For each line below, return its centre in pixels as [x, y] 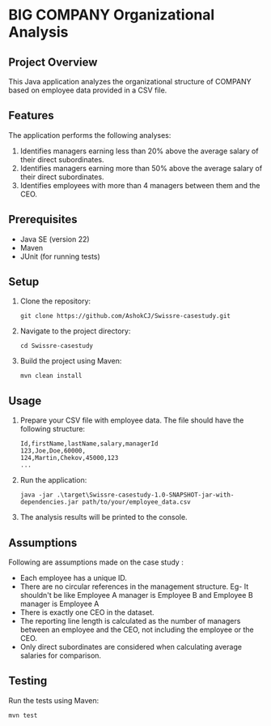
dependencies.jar [49, 502]
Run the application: [53, 480]
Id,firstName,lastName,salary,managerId [89, 444]
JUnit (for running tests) [60, 256]
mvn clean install [51, 376]
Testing [28, 681]
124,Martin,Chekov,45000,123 [69, 458]
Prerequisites [43, 219]
